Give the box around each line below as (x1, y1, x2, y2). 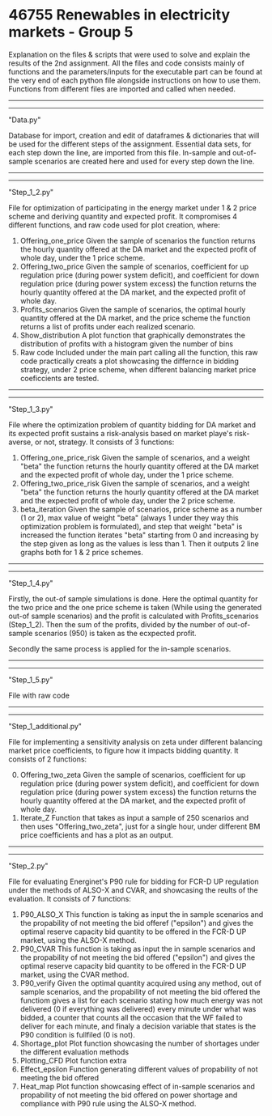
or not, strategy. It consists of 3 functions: (35, 437, 175, 447)
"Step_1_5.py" (8, 674, 53, 685)
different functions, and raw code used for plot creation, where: (8, 220, 221, 230)
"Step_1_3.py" (8, 404, 54, 414)
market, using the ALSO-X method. (19, 935, 138, 944)
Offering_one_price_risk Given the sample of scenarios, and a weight (19, 452, 250, 462)
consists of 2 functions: (8, 754, 87, 764)
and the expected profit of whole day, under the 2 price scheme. (19, 495, 236, 505)
